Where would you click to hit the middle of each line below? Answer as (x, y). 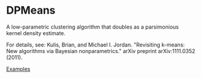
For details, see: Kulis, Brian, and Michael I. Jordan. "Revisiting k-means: (95, 45)
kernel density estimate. (36, 33)
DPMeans (31, 10)
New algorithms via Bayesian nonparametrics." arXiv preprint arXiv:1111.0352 (101, 51)
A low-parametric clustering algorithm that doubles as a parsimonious (92, 27)
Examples (18, 68)
